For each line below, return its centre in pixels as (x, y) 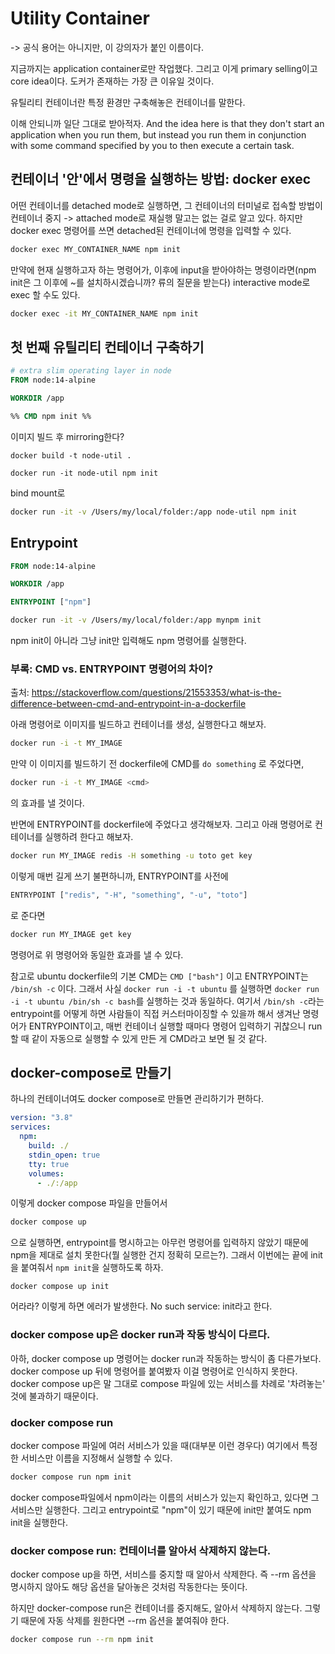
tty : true (49, 1164)
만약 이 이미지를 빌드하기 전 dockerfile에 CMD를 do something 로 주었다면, (157, 764)
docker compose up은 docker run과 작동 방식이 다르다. (140, 1335)
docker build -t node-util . (71, 455)
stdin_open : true (64, 1155)
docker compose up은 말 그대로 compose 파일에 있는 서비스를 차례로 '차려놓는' (168, 1383)
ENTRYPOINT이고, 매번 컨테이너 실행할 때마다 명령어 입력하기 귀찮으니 (167, 1026)
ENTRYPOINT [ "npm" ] (51, 602)
